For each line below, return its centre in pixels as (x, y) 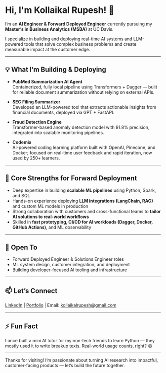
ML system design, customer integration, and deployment (71, 265)
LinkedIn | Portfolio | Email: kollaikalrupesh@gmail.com (61, 305)
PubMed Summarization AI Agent (47, 81)
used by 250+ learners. (36, 158)
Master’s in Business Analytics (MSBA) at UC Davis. (59, 29)
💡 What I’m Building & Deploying (56, 70)
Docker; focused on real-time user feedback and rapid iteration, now (82, 152)
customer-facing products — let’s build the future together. (65, 365)
